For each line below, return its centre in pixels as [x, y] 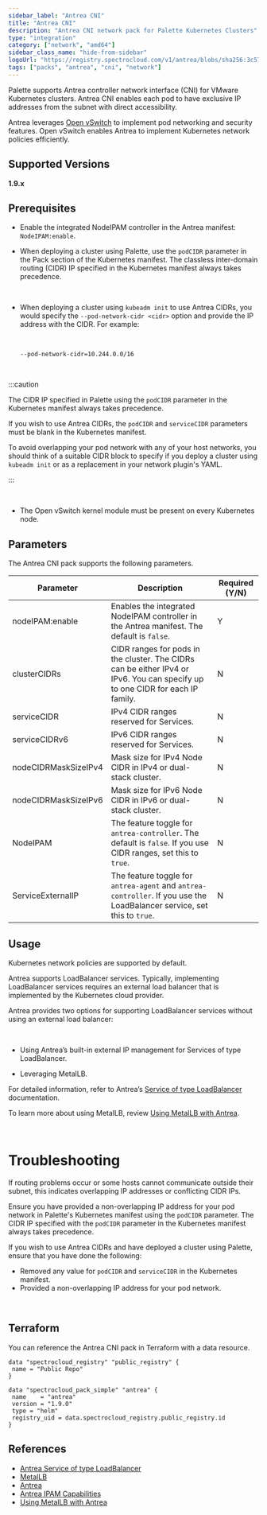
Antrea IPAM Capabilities [60, 1494]
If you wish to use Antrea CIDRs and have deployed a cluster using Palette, [130, 1247]
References [37, 1449]
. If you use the [179, 895]
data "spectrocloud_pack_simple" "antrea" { [83, 1390]
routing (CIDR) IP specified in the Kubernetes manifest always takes [130, 268]
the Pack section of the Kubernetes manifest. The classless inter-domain [139, 260]
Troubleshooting [64, 1161]
